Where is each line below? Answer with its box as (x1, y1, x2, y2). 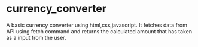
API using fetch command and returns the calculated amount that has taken (6, 27, 193, 35)
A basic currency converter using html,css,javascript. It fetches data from (6, 21, 187, 29)
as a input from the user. (6, 34, 67, 41)
